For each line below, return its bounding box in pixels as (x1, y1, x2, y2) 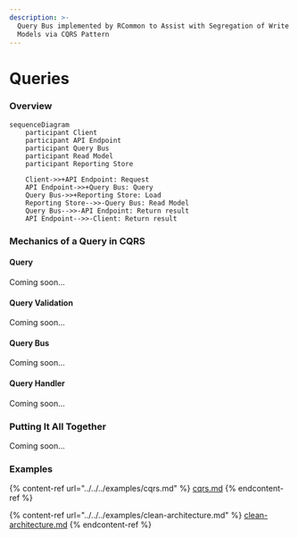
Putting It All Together (9, 420, 107, 433)
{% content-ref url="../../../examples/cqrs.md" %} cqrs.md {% (9, 483, 236, 494)
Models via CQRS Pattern (17, 29, 110, 38)
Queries (9, 68, 70, 88)
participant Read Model (25, 151, 114, 161)
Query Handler (9, 377, 65, 389)
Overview (9, 100, 53, 113)
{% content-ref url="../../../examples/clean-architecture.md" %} (9, 510, 243, 521)
